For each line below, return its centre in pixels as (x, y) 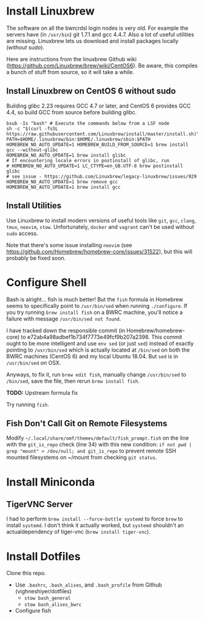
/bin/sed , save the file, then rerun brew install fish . (73, 381)
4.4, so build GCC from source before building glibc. (72, 112)
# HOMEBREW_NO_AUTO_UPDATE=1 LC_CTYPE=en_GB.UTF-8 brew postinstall (95, 166)
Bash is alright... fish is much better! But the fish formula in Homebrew (95, 299)
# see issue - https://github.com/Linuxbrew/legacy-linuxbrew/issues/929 (102, 176)
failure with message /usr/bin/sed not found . (64, 319)
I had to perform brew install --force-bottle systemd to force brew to (95, 519)
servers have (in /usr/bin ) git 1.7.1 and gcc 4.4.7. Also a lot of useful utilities (100, 34)
